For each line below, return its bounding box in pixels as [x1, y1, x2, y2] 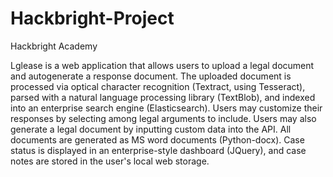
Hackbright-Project [10, 7, 175, 30]
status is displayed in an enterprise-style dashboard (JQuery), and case [10, 144, 307, 156]
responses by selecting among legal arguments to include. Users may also [10, 112, 317, 124]
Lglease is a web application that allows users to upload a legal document [10, 59, 315, 71]
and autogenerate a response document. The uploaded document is [10, 70, 292, 82]
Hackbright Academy [10, 40, 98, 52]
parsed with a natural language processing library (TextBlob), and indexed [10, 91, 316, 103]
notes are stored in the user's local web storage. [10, 155, 210, 167]
